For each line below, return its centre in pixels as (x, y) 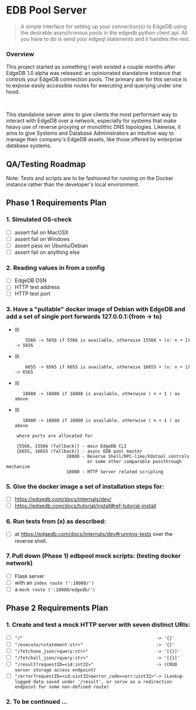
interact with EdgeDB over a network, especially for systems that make (91, 121)
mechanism (18, 467)
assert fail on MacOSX (42, 232)
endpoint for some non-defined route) (62, 687)
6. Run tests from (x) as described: (56, 521)
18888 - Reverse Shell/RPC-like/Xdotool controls (128, 456)
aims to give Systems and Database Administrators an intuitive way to (90, 133)
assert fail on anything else (47, 252)
